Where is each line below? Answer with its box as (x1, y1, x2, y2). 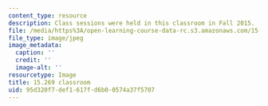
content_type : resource (8, 11, 88, 20)
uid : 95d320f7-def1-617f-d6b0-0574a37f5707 (8, 85, 156, 94)
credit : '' (15, 57, 52, 65)
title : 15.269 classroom (8, 78, 91, 86)
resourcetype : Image (8, 71, 77, 79)
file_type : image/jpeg (8, 33, 84, 42)
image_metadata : (8, 41, 62, 49)
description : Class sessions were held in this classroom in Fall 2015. (8, 19, 255, 27)
